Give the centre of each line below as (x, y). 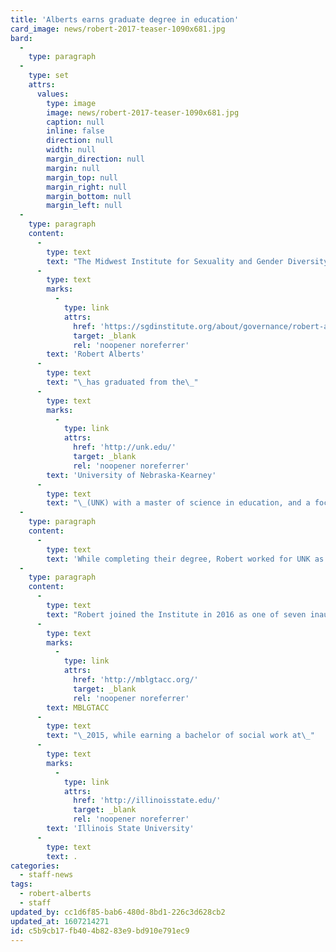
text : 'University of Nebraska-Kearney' (131, 475)
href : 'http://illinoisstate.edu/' (147, 801)
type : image (71, 103)
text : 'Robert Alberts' (95, 354)
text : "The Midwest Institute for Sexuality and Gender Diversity (187, 261)
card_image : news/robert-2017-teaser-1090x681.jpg (118, 29)
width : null (71, 150)
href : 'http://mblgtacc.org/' (136, 680)
